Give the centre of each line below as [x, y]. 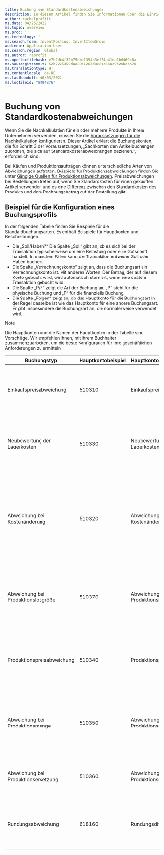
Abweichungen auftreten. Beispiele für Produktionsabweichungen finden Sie [82, 171]
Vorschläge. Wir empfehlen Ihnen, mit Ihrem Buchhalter [61, 338]
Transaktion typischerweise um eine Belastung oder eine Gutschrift [80, 252]
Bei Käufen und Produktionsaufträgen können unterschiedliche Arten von [79, 166]
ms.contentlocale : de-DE [30, 73]
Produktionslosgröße [31, 600]
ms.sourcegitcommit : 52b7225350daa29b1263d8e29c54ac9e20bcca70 [71, 64]
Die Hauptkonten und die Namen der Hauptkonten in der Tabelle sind [74, 333]
